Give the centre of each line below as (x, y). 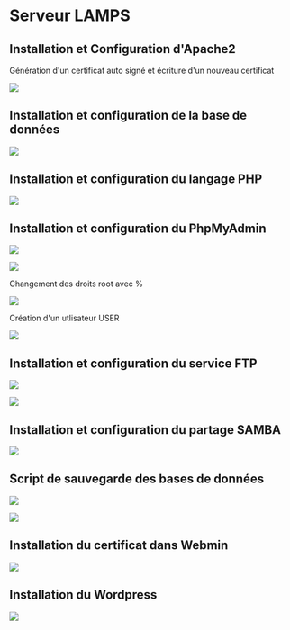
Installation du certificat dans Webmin (119, 545)
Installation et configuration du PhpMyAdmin (138, 229)
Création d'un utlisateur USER (64, 318)
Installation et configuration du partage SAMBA (145, 430)
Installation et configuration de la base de (128, 116)
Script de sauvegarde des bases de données (136, 479)
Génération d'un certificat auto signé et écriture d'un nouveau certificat (142, 70)
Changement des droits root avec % (77, 283)
